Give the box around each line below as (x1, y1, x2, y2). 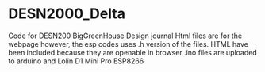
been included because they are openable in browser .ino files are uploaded (8, 47, 258, 57)
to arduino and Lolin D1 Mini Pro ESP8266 (8, 56, 144, 66)
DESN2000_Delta (8, 5, 125, 23)
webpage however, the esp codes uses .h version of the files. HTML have (8, 39, 248, 48)
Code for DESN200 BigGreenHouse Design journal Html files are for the (8, 31, 243, 40)
